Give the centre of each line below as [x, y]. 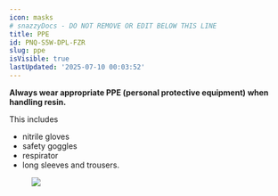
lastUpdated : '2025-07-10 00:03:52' [77, 68]
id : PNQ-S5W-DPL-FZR [48, 42]
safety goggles [49, 146]
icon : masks [31, 17]
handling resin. [38, 102]
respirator [40, 155]
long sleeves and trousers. [71, 165]
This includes [34, 119]
